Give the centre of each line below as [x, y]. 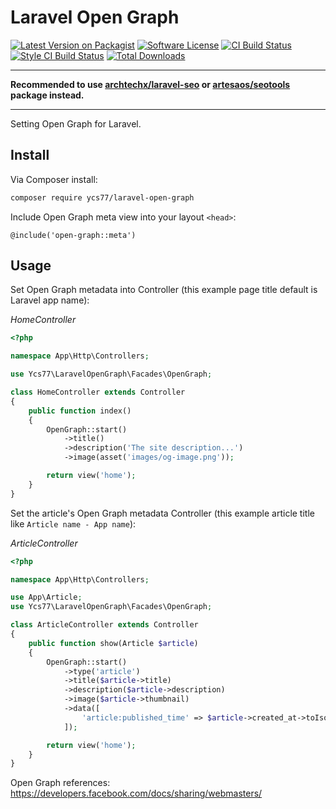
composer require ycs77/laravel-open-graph [102, 197]
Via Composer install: [54, 179]
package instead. [47, 95]
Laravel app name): [50, 300]
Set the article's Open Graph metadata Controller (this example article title [162, 513]
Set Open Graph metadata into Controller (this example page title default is [164, 290]
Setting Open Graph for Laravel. [76, 123]
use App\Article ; [46, 597]
